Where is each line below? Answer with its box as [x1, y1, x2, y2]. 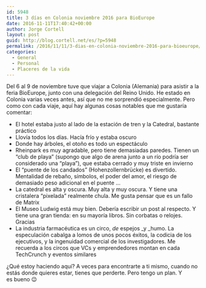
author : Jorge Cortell [6, 26, 64, 32]
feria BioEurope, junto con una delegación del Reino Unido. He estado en [6, 89, 191, 97]
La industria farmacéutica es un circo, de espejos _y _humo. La [15, 225, 175, 232]
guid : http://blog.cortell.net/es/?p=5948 [6, 37, 116, 44]
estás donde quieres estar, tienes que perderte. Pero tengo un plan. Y [6, 269, 183, 276]
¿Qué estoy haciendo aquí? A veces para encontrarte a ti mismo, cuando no [6, 263, 198, 270]
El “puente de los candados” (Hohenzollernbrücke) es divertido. [15, 166, 177, 173]
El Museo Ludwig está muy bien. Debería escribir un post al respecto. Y [15, 205, 196, 213]
